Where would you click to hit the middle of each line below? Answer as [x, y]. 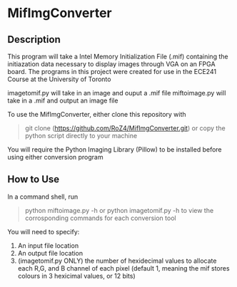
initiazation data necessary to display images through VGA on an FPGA [111, 64]
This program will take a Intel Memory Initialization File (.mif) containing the [118, 56]
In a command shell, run [43, 197]
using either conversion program [55, 157]
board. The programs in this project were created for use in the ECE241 [112, 72]
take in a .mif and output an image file [63, 100]
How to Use [34, 179]
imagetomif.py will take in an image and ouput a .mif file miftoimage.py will [117, 93]
